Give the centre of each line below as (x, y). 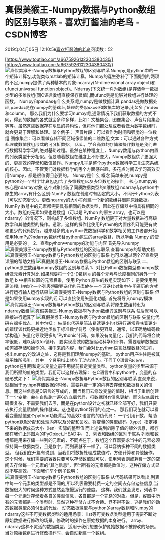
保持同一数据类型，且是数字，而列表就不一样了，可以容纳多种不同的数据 (78, 446)
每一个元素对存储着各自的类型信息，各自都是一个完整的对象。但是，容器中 (80, 496)
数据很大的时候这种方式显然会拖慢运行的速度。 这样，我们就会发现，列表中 (81, 489)
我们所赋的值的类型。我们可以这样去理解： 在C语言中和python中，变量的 (79, 372)
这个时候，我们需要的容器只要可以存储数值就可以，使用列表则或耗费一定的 (80, 459)
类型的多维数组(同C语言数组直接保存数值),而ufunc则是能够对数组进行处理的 (82, 95)
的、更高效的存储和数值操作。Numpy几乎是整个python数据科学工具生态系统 (82, 163)
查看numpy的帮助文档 (133, 249)
